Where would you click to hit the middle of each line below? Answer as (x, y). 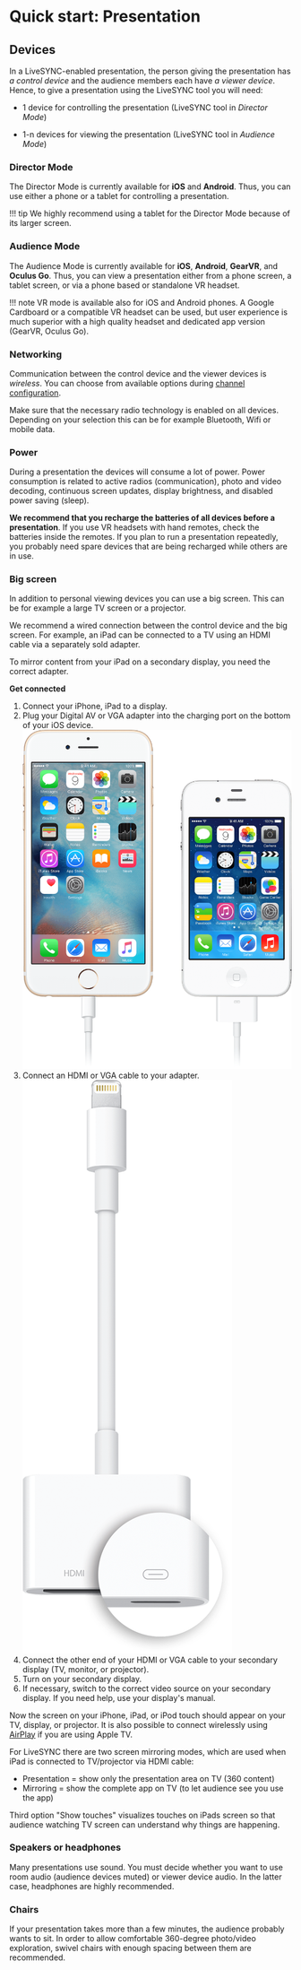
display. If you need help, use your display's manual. (119, 1697)
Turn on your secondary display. (82, 1679)
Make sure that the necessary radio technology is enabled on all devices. (144, 410)
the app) (38, 1797)
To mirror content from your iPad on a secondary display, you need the (140, 662)
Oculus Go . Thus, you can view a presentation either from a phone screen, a (150, 275)
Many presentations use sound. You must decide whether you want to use (146, 1867)
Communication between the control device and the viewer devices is (138, 373)
